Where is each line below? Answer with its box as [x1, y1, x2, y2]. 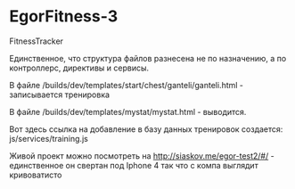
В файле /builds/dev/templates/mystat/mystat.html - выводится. [9, 106, 247, 117]
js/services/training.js [9, 133, 89, 144]
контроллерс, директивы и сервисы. [9, 62, 150, 73]
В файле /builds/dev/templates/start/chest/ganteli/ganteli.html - [9, 79, 243, 90]
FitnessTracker [9, 36, 64, 46]
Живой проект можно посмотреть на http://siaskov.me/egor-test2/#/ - [9, 150, 275, 161]
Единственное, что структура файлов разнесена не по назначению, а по [9, 53, 287, 63]
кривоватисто [9, 169, 62, 180]
